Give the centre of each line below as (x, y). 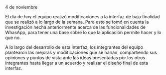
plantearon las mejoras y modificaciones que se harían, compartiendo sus (81, 52)
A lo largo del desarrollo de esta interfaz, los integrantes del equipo (74, 47)
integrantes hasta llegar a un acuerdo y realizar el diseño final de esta (77, 63)
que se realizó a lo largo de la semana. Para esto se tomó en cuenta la (77, 22)
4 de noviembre (21, 7)
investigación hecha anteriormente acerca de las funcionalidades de (76, 27)
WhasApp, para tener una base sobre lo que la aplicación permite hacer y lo (83, 32)
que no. (13, 37)
